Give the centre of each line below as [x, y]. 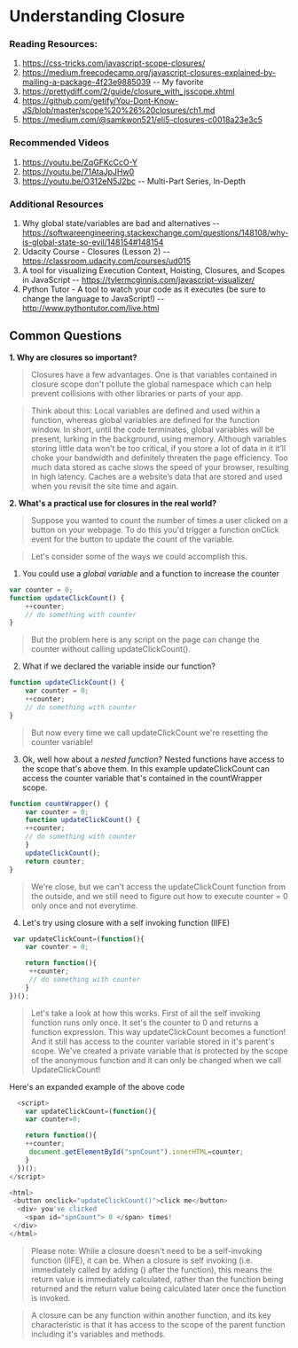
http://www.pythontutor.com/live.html [90, 309]
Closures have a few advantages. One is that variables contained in [154, 374]
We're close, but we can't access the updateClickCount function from [158, 886]
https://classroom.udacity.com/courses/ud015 [106, 261]
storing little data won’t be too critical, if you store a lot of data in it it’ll [158, 448]
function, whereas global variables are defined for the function [145, 419]
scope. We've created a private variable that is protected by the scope [159, 1050]
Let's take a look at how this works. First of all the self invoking [145, 1013]
